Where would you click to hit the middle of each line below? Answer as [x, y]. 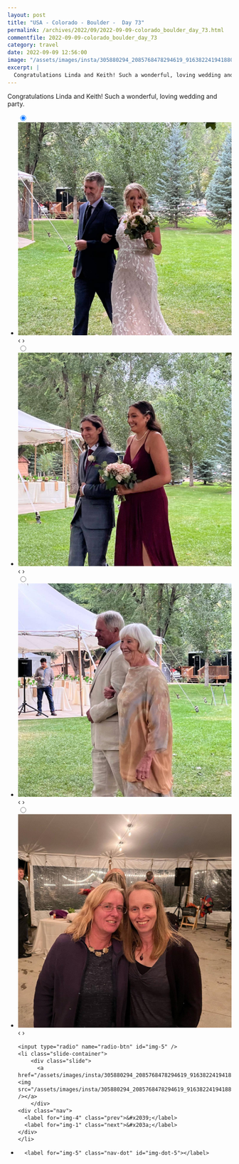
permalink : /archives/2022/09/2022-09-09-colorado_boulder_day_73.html [116, 30]
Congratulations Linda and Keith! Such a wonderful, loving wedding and [112, 96]
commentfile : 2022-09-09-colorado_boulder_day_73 [83, 38]
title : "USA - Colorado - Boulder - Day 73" [76, 22]
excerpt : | [23, 68]
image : [17, 60]
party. [16, 104]
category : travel [33, 45]
